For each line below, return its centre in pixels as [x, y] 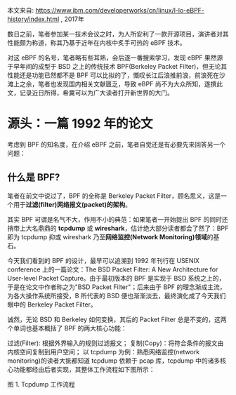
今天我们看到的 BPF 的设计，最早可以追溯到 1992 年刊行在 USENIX [104, 260]
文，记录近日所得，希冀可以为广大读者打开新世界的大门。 [90, 93]
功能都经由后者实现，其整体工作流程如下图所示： [84, 369]
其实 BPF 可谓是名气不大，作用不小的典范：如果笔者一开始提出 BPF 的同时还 [118, 219]
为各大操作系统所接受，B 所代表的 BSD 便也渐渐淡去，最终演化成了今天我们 [117, 295]
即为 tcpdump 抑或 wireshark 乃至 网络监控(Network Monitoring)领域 [107, 236]
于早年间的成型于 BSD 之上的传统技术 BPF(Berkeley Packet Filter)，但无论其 [117, 66]
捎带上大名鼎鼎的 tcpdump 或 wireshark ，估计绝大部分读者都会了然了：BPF [118, 228]
